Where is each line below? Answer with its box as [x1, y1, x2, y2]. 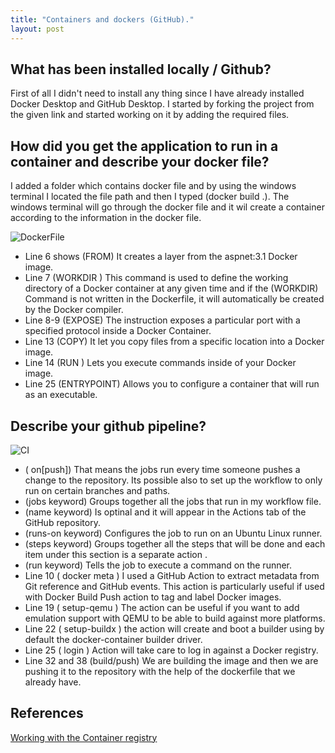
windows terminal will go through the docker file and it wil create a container [10, 201, 325, 213]
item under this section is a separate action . [24, 548, 208, 560]
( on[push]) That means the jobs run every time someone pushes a [24, 463, 301, 475]
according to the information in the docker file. [10, 212, 202, 224]
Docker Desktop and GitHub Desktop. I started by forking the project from [10, 98, 315, 110]
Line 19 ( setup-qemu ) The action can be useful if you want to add [24, 601, 300, 613]
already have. [24, 676, 82, 688]
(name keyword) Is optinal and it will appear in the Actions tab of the [24, 506, 307, 518]
